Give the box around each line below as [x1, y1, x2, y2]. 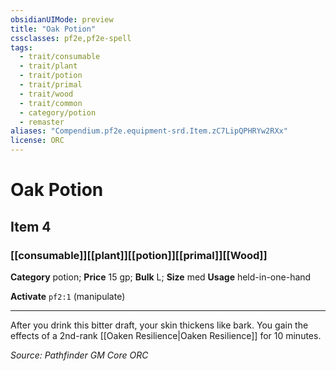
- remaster [19, 117, 65, 127]
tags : [10, 42, 33, 53]
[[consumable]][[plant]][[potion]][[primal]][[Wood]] [10, 248, 268, 262]
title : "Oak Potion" [10, 24, 97, 34]
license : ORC [10, 136, 65, 146]
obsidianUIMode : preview [10, 14, 114, 25]
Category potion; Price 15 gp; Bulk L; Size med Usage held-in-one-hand [10, 271, 312, 283]
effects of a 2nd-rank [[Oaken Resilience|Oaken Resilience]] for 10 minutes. [10, 329, 322, 341]
